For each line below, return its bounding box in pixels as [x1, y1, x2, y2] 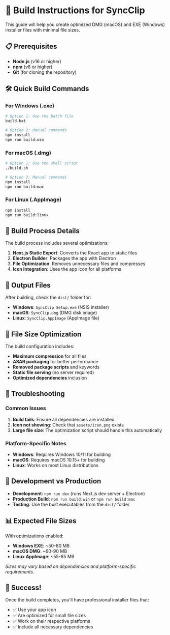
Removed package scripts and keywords [12, 364, 100, 370]
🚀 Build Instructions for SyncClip [5, 5, 146, 16]
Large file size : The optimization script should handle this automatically [12, 427, 162, 433]
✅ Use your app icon [12, 607, 56, 613]
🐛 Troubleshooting [5, 389, 65, 398]
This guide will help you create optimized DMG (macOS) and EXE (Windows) [5, 21, 165, 27]
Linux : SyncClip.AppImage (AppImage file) [12, 315, 100, 321]
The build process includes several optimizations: [5, 240, 109, 246]
